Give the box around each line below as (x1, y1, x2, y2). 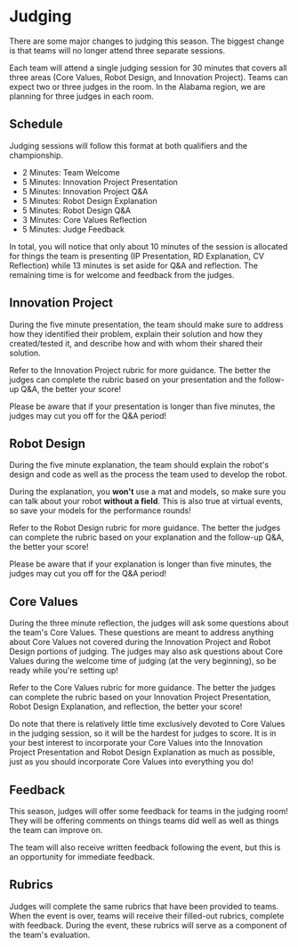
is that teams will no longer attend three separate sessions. (9, 45, 225, 55)
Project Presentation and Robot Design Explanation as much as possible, (9, 747, 276, 758)
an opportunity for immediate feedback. (9, 852, 156, 861)
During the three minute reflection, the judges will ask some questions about (9, 617, 289, 629)
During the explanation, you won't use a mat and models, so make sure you (9, 486, 286, 497)
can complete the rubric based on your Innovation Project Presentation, (9, 692, 271, 703)
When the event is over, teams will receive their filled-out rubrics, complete (9, 910, 285, 921)
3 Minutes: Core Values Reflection (21, 214, 147, 225)
